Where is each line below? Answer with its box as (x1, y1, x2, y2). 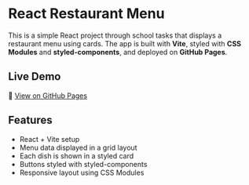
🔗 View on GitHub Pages (8, 91, 88, 100)
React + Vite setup (19, 134, 80, 143)
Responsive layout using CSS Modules (19, 168, 145, 177)
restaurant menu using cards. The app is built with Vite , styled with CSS (8, 38, 242, 48)
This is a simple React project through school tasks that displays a (8, 31, 222, 40)
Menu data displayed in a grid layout (19, 143, 137, 152)
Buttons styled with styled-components (19, 159, 148, 169)
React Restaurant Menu (8, 5, 165, 23)
